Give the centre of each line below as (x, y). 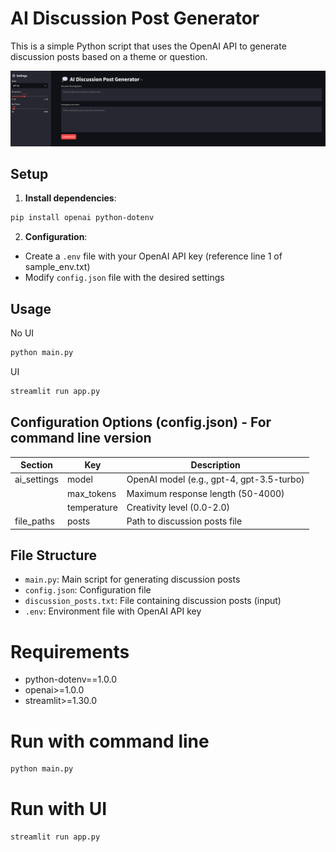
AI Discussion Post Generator (135, 18)
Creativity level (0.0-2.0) (178, 507)
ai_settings (36, 479)
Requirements (70, 651)
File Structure (53, 555)
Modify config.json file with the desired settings (124, 278)
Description (215, 465)
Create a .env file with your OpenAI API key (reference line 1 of (153, 256)
